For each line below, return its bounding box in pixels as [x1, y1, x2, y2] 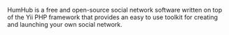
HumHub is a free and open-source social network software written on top [7, 6, 223, 14]
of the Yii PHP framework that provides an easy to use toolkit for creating [7, 13, 218, 21]
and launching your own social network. [7, 21, 123, 28]
